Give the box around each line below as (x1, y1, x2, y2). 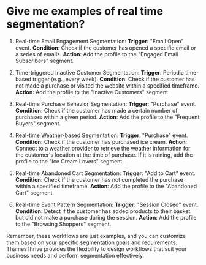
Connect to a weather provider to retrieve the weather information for (15, 144, 191, 152)
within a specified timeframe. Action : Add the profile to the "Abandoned (15, 182, 197, 190)
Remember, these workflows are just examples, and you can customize (6, 232, 186, 239)
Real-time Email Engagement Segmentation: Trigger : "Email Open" (15, 37, 184, 45)
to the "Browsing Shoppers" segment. (15, 220, 112, 228)
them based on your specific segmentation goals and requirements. (6, 239, 178, 246)
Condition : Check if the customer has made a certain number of (15, 106, 178, 114)
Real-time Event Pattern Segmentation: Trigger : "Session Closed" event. (15, 201, 199, 208)
